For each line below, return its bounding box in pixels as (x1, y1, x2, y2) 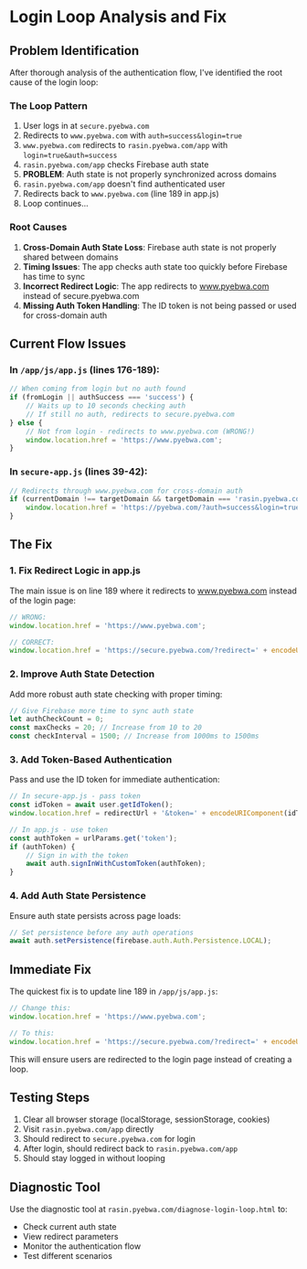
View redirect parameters (22, 1232, 119, 1242)
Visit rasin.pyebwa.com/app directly (22, 1124, 154, 1135)
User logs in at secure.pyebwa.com (22, 121, 150, 132)
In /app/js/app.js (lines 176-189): (9, 363, 160, 376)
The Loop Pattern (9, 99, 89, 112)
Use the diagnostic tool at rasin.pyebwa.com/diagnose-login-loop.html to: (9, 1204, 288, 1215)
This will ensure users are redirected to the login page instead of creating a (9, 1053, 292, 1064)
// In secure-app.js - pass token (9, 792, 142, 801)
